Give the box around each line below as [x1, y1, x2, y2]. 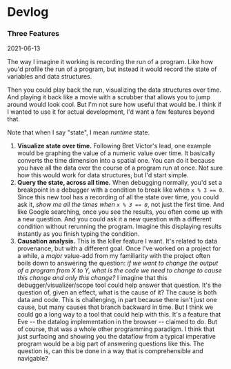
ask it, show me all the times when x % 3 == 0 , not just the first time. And [17, 201, 225, 209]
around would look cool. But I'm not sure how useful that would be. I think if [7, 101, 222, 109]
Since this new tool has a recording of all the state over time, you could [17, 193, 219, 201]
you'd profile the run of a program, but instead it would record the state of [7, 65, 217, 73]
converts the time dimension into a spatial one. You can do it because [17, 157, 215, 165]
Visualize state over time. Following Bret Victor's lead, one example [17, 142, 212, 150]
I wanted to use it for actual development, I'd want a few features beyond [7, 108, 215, 116]
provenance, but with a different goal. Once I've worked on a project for [17, 244, 221, 252]
